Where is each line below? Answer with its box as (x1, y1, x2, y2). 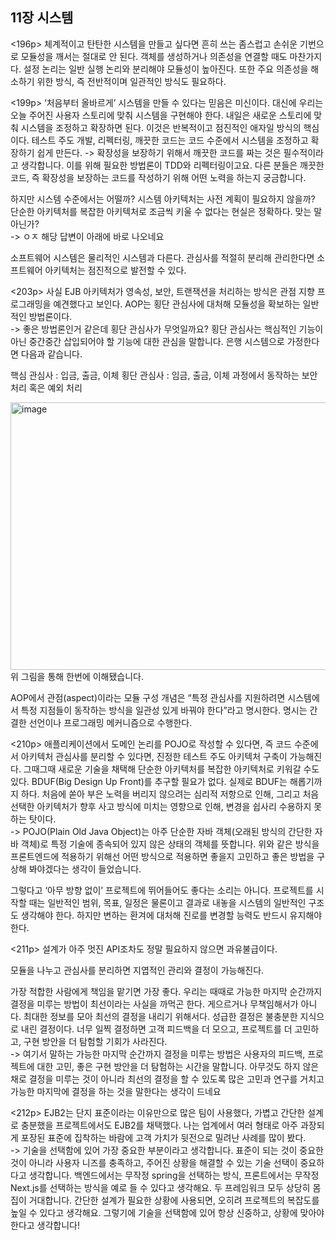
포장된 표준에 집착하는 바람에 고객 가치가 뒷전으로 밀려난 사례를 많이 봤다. (20, 1131, 307, 1143)
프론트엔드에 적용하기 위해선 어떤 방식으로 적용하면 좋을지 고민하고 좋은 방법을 (10, 850, 315, 862)
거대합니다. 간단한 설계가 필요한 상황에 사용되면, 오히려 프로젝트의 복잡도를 (28, 1194, 320, 1206)
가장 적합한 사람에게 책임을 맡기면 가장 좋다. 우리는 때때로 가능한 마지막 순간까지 (10, 985, 323, 997)
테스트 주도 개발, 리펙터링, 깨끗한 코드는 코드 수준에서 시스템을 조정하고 (31, 134, 309, 146)
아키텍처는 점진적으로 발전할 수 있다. (44, 264, 187, 276)
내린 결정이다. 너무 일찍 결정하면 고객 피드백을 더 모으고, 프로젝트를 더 (20, 1023, 293, 1035)
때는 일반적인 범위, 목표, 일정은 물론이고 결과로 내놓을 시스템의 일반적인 (28, 896, 307, 908)
